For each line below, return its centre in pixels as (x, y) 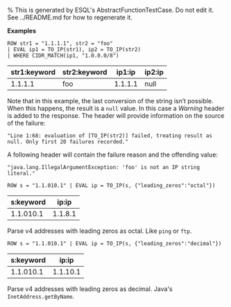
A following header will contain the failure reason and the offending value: (113, 155)
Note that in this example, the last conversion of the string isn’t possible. (110, 101)
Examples (22, 31)
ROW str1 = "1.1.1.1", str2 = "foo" (60, 44)
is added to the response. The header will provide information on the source (116, 116)
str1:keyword (33, 72)
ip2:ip (154, 72)
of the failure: (26, 123)
